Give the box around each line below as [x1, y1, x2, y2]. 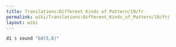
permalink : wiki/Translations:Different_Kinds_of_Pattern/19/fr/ [6, 14, 170, 20]
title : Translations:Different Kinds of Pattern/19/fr [6, 8, 144, 15]
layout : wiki [6, 19, 38, 25]
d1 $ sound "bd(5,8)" [6, 36, 60, 42]
